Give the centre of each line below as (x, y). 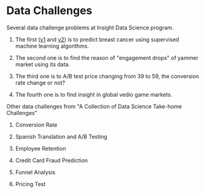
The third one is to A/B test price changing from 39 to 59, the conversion (107, 76)
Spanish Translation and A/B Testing (61, 136)
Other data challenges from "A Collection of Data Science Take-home (94, 106)
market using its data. (43, 64)
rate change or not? (40, 83)
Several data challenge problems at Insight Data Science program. (90, 28)
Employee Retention (41, 148)
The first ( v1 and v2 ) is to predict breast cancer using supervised (97, 39)
